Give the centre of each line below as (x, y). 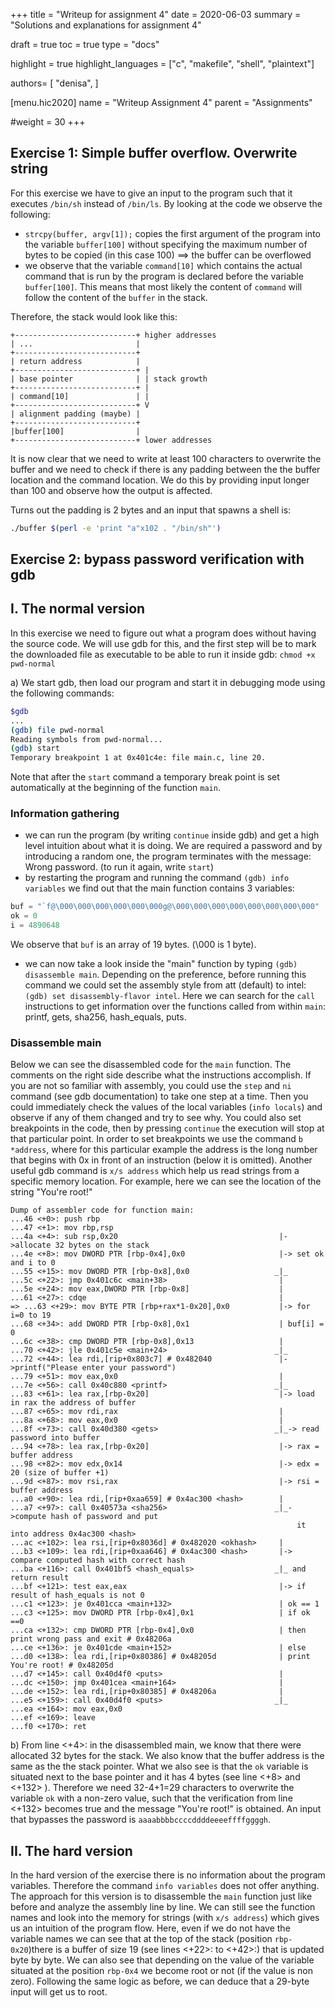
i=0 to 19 (31, 1315)
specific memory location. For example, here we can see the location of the (166, 1181)
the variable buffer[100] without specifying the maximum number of (166, 244)
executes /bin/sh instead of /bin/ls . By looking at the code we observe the (166, 203)
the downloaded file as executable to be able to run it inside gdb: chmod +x (163, 654)
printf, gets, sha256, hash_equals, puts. (105, 1017)
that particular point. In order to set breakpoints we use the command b (156, 1139)
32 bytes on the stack (102, 1245)
